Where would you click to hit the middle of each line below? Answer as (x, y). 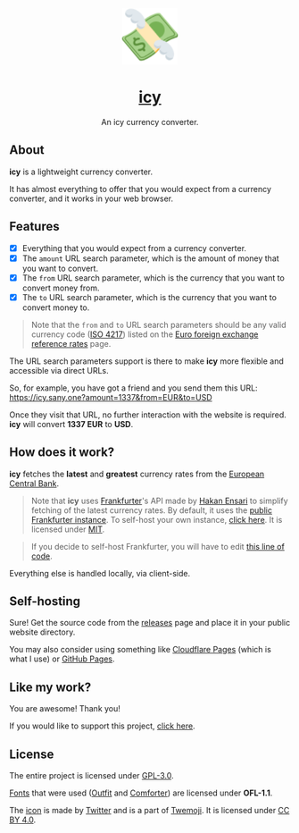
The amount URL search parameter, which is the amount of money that (150, 258)
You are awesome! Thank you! (65, 709)
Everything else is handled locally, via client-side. (100, 573)
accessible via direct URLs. (59, 370)
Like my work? (50, 687)
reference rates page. (71, 343)
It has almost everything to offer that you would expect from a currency (141, 189)
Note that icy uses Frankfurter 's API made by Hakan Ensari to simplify (159, 501)
